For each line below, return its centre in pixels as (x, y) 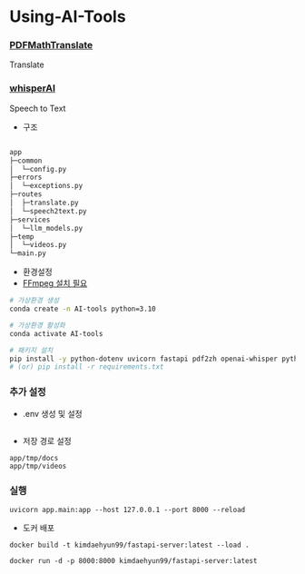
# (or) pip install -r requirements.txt (87, 367)
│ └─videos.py (38, 245)
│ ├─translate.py (44, 203)
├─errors (26, 178)
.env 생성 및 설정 (53, 413)
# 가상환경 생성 (34, 301)
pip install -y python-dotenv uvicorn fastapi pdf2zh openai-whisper (144, 359)
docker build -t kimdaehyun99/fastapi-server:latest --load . (129, 545)
